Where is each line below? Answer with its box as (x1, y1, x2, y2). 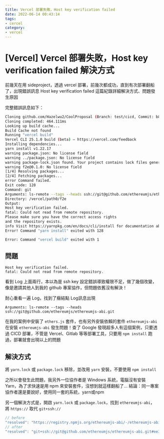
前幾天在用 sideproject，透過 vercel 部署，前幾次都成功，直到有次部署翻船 (5, 82, 155, 88)
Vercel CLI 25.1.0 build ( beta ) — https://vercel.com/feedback (5, 137, 137, 142)
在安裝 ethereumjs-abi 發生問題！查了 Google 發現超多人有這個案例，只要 (5, 324, 154, 331)
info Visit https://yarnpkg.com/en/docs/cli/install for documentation (5, 223, 154, 228)
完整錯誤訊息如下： (5, 104, 44, 110)
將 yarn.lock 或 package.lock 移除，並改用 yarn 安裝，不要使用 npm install (5, 366, 157, 372)
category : (5, 25, 25, 30)
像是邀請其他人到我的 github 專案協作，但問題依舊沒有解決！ (5, 285, 127, 291)
